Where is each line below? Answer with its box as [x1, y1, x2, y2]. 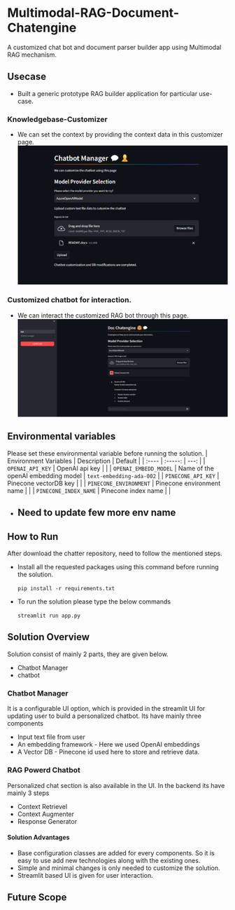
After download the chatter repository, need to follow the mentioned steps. [7, 549, 222, 558]
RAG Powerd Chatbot [7, 766, 80, 775]
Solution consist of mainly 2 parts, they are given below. [7, 650, 169, 658]
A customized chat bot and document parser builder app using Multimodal [7, 43, 222, 51]
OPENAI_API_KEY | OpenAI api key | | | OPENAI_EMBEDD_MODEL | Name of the [7, 464, 215, 473]
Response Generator [17, 817, 78, 825]
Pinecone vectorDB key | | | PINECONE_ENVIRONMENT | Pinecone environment [7, 479, 221, 487]
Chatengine [7, 20, 77, 36]
